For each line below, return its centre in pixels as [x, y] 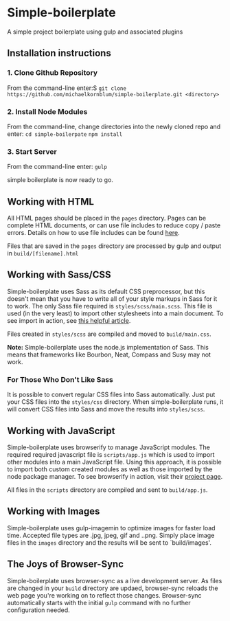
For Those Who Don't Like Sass [60, 379]
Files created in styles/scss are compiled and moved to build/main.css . [109, 334]
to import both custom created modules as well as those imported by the [110, 469]
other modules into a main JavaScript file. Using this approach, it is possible [114, 462]
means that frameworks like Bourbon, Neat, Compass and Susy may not [109, 354]
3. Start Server [32, 151]
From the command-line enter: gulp [57, 167]
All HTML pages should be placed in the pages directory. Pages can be [107, 218]
